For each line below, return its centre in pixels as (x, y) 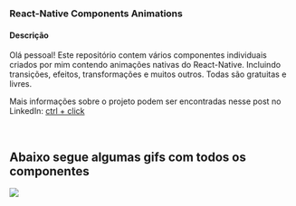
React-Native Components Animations (96, 14)
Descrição (29, 35)
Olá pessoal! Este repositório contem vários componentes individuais (138, 55)
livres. (21, 84)
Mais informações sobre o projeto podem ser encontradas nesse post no (145, 101)
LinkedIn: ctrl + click (47, 111)
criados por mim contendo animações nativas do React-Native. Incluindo (145, 65)
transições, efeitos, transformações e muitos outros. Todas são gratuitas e (148, 74)
